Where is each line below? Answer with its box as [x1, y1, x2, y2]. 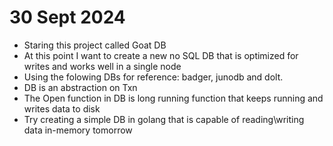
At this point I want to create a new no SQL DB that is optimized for [23, 49, 299, 61]
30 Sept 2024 [9, 6, 126, 29]
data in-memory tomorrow [23, 124, 133, 136]
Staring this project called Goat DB [23, 39, 167, 51]
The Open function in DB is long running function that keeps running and [23, 92, 324, 104]
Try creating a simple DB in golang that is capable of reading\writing [23, 113, 305, 125]
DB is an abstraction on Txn [23, 81, 138, 93]
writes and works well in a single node [23, 60, 182, 72]
